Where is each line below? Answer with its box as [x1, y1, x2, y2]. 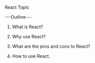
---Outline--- [5, 14, 32, 20]
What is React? [12, 24, 43, 30]
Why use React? [12, 34, 46, 39]
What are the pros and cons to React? [12, 43, 90, 49]
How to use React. [12, 53, 50, 59]
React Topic [5, 5, 30, 10]
